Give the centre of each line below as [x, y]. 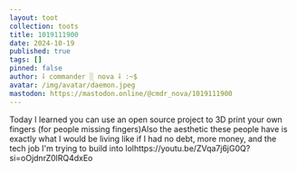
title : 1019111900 [44, 34]
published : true [40, 52]
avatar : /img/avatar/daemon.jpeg [72, 85]
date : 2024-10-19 [42, 43]
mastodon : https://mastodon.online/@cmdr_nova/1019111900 [121, 93]
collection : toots [44, 26]
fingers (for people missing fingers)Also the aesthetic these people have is [148, 129]
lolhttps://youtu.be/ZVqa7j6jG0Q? [188, 148]
